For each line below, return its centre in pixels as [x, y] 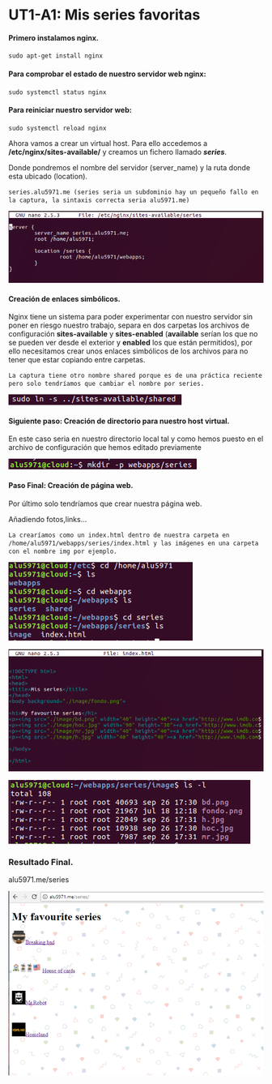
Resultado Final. [41, 862]
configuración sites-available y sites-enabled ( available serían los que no [133, 334]
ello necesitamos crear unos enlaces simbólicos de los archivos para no [128, 351]
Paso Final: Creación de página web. [71, 485]
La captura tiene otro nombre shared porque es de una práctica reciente [136, 376]
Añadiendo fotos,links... [48, 519]
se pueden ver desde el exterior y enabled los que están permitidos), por [131, 343]
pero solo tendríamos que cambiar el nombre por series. [106, 384]
